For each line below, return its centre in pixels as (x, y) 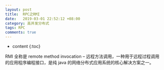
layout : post (18, 10)
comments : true (21, 32)
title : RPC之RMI (23, 14)
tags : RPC (15, 28)
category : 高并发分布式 (27, 23)
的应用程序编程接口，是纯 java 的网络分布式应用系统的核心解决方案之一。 (80, 62)
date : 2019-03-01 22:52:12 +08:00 (43, 19)
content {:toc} (26, 46)
